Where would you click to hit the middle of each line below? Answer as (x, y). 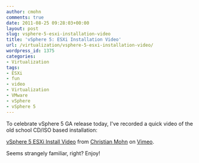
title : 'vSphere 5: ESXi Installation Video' (64, 40)
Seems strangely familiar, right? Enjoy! (53, 153)
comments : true (25, 17)
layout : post (22, 28)
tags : (13, 67)
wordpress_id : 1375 (30, 51)
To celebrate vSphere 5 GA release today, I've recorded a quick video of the (99, 123)
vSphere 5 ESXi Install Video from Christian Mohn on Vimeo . (80, 141)
